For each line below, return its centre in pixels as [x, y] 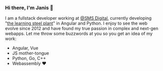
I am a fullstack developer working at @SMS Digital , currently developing [78, 18]
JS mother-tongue [31, 53]
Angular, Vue [25, 48]
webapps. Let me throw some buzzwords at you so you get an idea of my [79, 34]
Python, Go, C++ [29, 58]
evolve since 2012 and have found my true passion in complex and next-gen [82, 28]
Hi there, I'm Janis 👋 [29, 8]
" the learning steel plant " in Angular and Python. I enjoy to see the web [76, 23]
